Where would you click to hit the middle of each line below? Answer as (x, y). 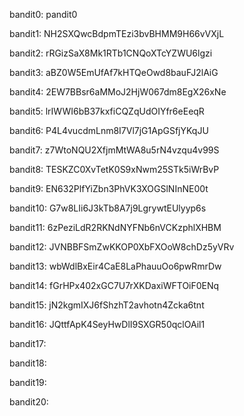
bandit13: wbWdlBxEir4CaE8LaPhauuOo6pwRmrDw (115, 266)
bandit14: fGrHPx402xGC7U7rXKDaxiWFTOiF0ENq (114, 285)
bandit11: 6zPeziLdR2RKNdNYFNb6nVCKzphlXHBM (115, 227)
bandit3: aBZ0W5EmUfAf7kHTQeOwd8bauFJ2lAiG (114, 72)
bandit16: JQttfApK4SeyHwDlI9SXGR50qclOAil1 (107, 324)
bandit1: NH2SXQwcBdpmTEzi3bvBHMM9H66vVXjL (117, 33)
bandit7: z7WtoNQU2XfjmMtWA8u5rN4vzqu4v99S (114, 150)
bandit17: (28, 343)
